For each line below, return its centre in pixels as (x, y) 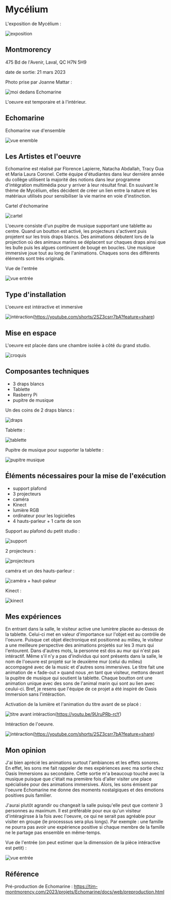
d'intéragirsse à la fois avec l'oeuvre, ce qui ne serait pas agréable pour (81, 816)
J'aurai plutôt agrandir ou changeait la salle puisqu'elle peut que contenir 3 (84, 805)
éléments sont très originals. (35, 259)
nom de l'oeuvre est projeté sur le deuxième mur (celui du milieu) (74, 662)
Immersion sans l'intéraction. (36, 694)
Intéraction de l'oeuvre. (30, 724)
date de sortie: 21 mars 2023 (35, 72)
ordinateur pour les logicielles (44, 515)
